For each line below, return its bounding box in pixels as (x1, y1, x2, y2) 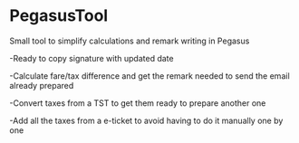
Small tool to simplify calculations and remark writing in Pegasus (9, 35, 250, 46)
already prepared (9, 80, 74, 91)
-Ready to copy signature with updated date (9, 52, 174, 63)
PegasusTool (9, 5, 109, 26)
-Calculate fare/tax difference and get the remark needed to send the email (9, 70, 290, 81)
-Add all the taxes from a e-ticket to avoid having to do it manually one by (9, 115, 284, 126)
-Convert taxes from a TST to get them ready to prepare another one (9, 97, 266, 109)
